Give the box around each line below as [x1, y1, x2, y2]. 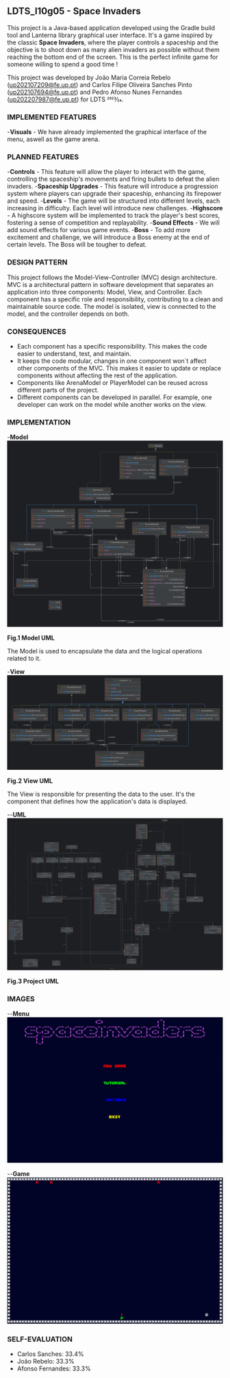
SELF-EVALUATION [7, 1334, 73, 1344]
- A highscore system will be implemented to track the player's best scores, [7, 212, 220, 220]
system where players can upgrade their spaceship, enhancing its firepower [7, 190, 222, 198]
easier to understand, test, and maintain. [16, 349, 131, 358]
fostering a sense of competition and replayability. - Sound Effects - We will [7, 218, 220, 227]
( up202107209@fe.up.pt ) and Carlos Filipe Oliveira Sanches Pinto [7, 80, 193, 88]
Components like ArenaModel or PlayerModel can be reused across [16, 379, 208, 386]
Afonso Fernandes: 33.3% [16, 1364, 91, 1373]
